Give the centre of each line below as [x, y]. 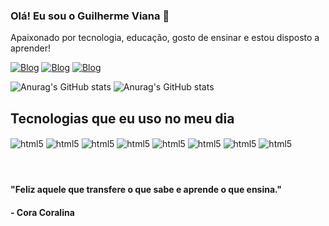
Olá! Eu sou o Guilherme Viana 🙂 [90, 16]
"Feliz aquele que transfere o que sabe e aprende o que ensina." [146, 190]
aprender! [30, 48]
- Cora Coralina [42, 212]
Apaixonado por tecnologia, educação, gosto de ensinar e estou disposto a [165, 38]
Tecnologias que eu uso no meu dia [122, 118]
